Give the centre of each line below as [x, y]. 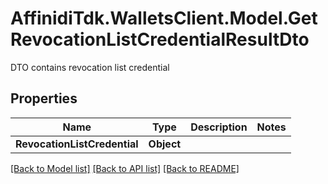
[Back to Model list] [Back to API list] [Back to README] [125, 168]
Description [219, 127]
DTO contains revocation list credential [90, 67]
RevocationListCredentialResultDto [160, 39]
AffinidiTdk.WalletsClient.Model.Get [164, 18]
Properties [44, 98]
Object [165, 144]
